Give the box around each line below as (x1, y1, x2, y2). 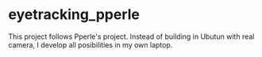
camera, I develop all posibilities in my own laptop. (8, 40, 173, 49)
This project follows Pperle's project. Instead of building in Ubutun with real (8, 32, 255, 41)
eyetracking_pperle (8, 6, 141, 24)
